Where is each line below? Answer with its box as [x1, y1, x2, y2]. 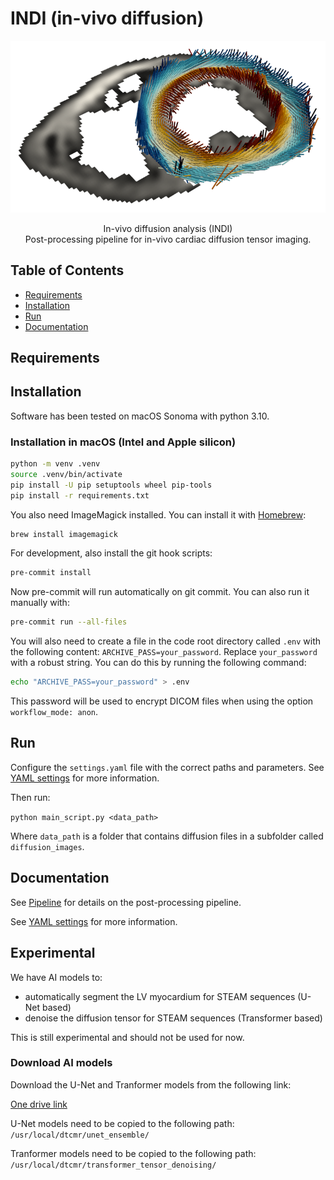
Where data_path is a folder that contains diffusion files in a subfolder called [10, 830, 324, 842]
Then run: [10, 791, 51, 803]
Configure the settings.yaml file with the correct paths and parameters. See [10, 761, 325, 773]
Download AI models [10, 1056, 113, 1070]
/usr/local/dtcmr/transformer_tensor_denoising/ [10, 1160, 217, 1170]
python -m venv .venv [10, 459, 101, 469]
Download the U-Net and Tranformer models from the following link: [10, 1078, 292, 1091]
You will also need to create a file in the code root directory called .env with [10, 635, 322, 647]
